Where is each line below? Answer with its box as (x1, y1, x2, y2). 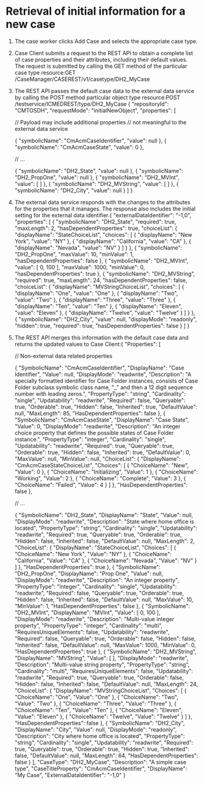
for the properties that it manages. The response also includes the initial (14, 205, 196, 212)
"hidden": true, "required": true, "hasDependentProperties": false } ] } (14, 322, 190, 329)
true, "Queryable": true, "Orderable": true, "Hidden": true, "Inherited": (14, 745, 190, 753)
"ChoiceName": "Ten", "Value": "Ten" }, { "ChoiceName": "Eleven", (14, 706, 183, 713)
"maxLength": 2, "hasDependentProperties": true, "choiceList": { (14, 225, 178, 232)
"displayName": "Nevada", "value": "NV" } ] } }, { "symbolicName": (14, 244, 183, 251)
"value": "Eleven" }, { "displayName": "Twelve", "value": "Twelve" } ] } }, (14, 309, 196, 316)
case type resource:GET (14, 69, 76, 76)
